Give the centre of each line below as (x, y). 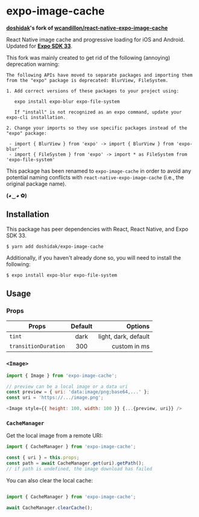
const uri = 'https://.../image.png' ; (55, 398)
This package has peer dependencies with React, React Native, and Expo (97, 229)
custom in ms (131, 347)
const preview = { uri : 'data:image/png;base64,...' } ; (78, 392)
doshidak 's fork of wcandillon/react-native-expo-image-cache (87, 28)
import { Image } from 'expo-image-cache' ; (62, 376)
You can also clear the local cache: (50, 480)
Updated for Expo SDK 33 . (39, 46)
